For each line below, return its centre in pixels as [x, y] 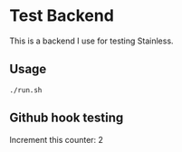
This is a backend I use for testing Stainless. [91, 41]
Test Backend [62, 16]
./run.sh [26, 90]
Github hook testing [67, 118]
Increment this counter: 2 [57, 139]
